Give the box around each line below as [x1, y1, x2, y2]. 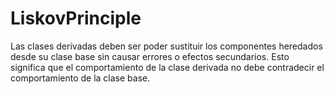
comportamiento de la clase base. [10, 72, 151, 84]
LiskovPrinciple [10, 7, 142, 30]
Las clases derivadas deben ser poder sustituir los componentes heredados [10, 40, 323, 52]
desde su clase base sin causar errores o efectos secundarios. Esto [10, 50, 290, 62]
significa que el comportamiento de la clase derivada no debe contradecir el [10, 61, 325, 73]
